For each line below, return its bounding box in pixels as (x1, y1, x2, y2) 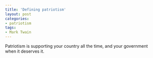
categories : (5, 16, 29, 21)
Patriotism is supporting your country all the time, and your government (5, 43, 148, 49)
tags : (5, 25, 16, 30)
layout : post (5, 12, 32, 17)
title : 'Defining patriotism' (5, 7, 67, 12)
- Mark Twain (5, 30, 32, 35)
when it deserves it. (5, 48, 45, 54)
